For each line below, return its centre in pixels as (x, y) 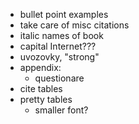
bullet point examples (64, 14)
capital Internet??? (58, 46)
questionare (59, 78)
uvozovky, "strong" (59, 57)
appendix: (40, 67)
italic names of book (61, 35)
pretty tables (46, 99)
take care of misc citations (74, 25)
